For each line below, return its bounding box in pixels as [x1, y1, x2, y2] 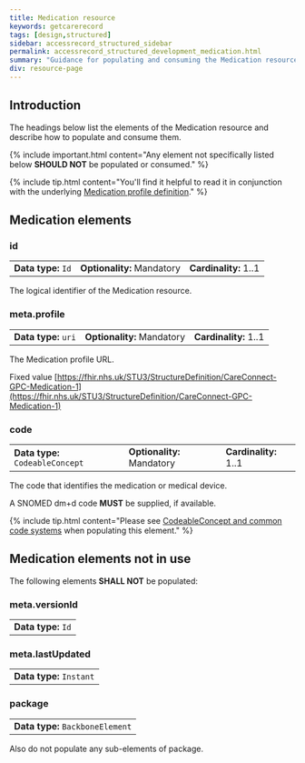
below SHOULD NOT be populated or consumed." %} [9, 158, 209, 169]
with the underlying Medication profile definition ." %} [9, 186, 208, 196]
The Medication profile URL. [9, 354, 115, 365]
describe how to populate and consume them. [9, 131, 182, 142]
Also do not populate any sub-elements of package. [9, 743, 204, 754]
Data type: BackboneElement [14, 719, 133, 732]
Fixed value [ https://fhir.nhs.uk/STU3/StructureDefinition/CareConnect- [9, 371, 277, 382]
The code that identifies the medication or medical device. [9, 479, 228, 491]
